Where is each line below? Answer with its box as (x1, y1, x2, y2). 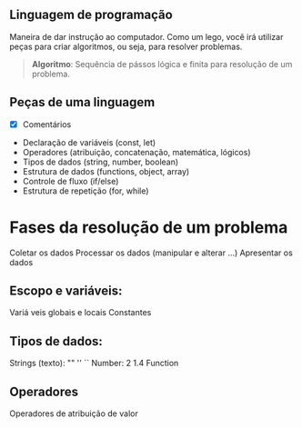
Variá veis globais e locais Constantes (9, 307, 152, 318)
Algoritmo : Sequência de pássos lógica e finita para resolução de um (31, 58, 293, 69)
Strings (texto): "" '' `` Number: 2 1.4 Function (9, 358, 179, 369)
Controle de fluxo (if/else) (22, 175, 119, 186)
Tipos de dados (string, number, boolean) (22, 156, 179, 167)
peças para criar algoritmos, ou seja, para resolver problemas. (9, 41, 243, 52)
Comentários (22, 118, 72, 130)
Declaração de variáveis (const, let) (22, 136, 156, 148)
